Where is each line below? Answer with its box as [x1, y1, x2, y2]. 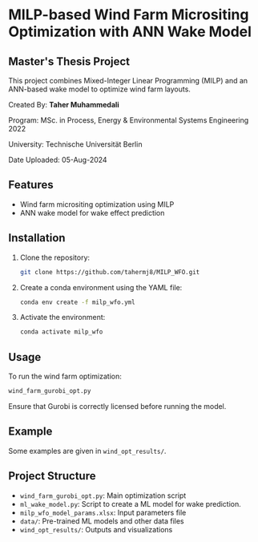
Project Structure [8, 469, 96, 483]
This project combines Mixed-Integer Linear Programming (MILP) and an [8, 76, 248, 85]
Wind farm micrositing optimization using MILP [19, 199, 175, 209]
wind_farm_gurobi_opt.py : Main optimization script [19, 491, 187, 500]
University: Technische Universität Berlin [8, 140, 143, 149]
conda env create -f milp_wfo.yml [19, 298, 135, 306]
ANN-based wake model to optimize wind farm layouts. [8, 84, 191, 94]
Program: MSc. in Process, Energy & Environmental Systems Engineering [8, 115, 249, 125]
